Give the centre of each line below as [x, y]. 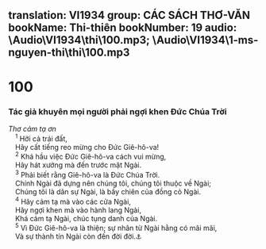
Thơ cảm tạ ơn [33, 128]
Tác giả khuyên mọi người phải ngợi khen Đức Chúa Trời [118, 111]
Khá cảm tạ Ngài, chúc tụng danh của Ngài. [87, 218]
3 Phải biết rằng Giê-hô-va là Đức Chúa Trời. [88, 174]
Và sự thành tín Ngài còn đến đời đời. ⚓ [79, 236]
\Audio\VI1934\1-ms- [205, 40]
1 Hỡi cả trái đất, [41, 138]
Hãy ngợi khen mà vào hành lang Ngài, [78, 210]
